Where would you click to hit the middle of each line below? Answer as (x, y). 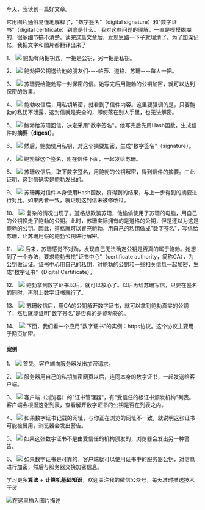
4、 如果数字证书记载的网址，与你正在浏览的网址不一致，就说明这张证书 (101, 418)
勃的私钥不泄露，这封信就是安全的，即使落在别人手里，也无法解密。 (92, 112)
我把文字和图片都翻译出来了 (52, 45)
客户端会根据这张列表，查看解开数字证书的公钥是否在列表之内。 (86, 405)
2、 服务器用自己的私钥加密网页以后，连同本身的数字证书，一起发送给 (98, 377)
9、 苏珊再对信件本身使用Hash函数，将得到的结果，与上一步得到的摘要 (99, 192)
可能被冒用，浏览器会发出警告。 (46, 426)
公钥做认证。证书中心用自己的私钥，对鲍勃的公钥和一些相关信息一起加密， (100, 264)
